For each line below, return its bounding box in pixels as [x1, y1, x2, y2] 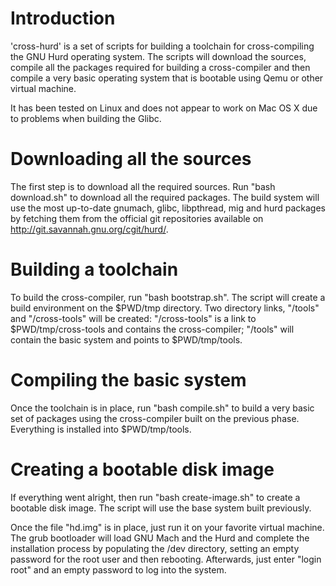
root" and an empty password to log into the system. [10, 563, 227, 576]
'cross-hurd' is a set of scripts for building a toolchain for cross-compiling [10, 40, 315, 52]
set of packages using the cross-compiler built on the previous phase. [10, 412, 300, 424]
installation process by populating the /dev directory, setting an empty [10, 542, 300, 554]
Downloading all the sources [10, 148, 252, 171]
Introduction [10, 7, 116, 30]
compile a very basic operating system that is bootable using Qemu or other [10, 72, 324, 84]
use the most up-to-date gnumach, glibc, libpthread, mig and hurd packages [10, 202, 326, 214]
